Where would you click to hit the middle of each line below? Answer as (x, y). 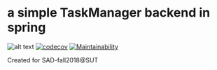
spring (27, 27)
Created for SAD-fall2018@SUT (53, 60)
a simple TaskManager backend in (109, 13)
